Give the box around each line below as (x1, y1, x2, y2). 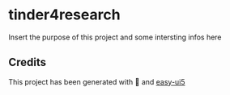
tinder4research (8, 6, 121, 24)
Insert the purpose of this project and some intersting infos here (8, 32, 222, 42)
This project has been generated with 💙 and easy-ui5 (8, 76, 185, 86)
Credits (8, 56, 47, 69)
